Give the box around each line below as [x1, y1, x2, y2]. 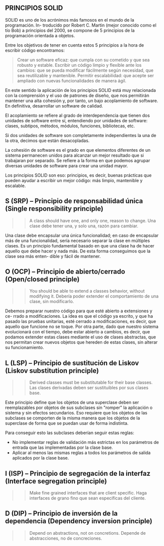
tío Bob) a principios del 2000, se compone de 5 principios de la [5, 27, 135, 33]
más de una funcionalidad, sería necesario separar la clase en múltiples [5, 238, 150, 244]
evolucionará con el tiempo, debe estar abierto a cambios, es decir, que [5, 329, 150, 335]
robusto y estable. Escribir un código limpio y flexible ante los [17, 62, 142, 68]
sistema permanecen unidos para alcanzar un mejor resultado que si [5, 152, 144, 158]
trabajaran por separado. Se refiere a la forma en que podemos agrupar [5, 157, 150, 164]
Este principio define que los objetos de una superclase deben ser [5, 400, 139, 406]
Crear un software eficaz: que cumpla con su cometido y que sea [17, 56, 150, 63]
